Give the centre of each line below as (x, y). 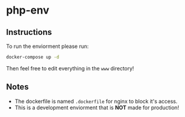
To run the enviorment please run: (48, 46)
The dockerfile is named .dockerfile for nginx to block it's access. (96, 101)
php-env (28, 10)
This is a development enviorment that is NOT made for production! (97, 108)
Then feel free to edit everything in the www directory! (70, 68)
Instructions (29, 32)
